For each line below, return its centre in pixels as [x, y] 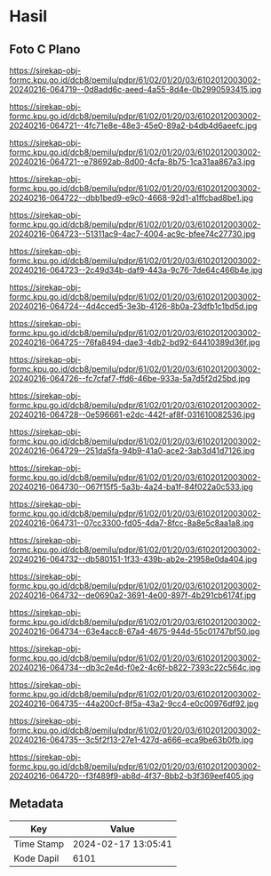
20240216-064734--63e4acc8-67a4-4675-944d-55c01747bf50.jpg [135, 631]
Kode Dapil [36, 858]
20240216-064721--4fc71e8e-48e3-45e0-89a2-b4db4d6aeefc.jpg [133, 125]
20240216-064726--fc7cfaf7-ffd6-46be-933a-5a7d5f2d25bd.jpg [130, 378]
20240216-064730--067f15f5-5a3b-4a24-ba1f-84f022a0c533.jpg [131, 487]
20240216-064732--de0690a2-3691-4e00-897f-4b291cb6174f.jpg [132, 595]
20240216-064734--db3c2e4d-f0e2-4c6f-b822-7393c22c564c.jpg [135, 667]
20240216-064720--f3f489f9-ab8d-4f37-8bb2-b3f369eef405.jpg [132, 776]
